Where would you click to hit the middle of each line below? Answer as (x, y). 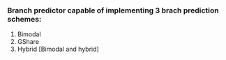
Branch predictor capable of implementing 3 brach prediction (113, 10)
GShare (28, 42)
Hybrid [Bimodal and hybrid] (58, 49)
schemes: (24, 19)
